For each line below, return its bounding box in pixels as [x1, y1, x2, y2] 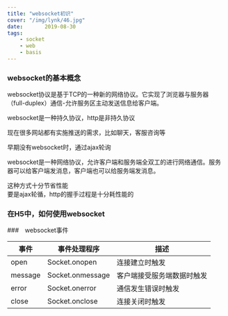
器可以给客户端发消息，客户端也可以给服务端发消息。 [7, 167, 160, 175]
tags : [7, 29, 23, 37]
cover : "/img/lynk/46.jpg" [7, 17, 85, 24]
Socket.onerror [47, 283, 97, 293]
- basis [19, 49, 42, 56]
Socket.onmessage [47, 270, 111, 280]
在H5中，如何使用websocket [7, 209, 106, 219]
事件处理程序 [58, 244, 100, 254]
